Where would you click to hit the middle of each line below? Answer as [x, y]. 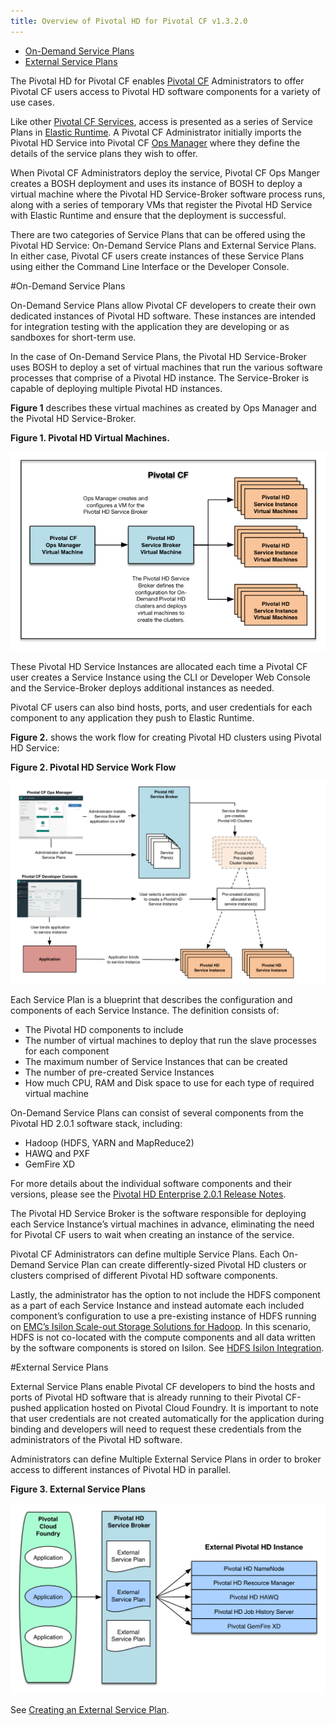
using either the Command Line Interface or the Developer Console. [150, 266]
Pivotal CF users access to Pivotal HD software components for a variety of [165, 91]
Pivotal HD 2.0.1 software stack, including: [96, 1124]
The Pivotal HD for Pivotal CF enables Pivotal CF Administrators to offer [157, 81]
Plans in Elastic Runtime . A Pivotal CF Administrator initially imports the [156, 132]
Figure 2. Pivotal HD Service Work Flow [93, 767]
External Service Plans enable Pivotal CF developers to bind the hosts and [162, 1387]
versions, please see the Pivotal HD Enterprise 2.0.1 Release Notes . [148, 1194]
